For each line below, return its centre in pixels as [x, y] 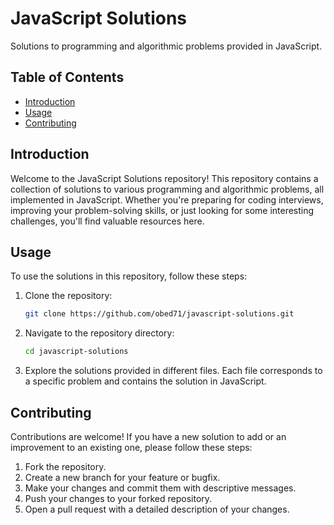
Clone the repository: [68, 296]
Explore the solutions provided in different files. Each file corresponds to [173, 371]
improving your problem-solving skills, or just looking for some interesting [162, 210]
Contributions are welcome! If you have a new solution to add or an [148, 436]
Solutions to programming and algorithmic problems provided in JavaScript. [166, 46]
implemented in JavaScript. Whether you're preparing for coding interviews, [167, 199]
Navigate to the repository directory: [99, 333]
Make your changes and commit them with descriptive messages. [160, 488]
